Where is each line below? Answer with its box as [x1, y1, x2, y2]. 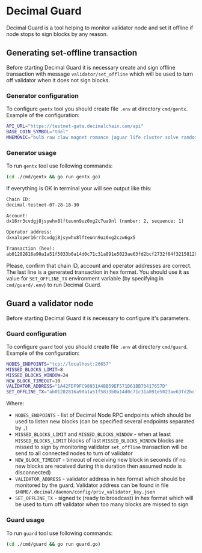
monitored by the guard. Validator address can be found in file [14, 482, 169, 489]
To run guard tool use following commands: [6, 530, 113, 537]
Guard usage [6, 516, 45, 524]
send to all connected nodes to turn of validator [14, 450, 133, 457]
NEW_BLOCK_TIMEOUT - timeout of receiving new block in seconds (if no [14, 456, 186, 464]
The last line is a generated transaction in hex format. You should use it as [6, 268, 189, 276]
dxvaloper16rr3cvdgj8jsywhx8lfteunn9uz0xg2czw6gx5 [6, 235, 136, 241]
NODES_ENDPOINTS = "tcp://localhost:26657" [6, 361, 112, 367]
